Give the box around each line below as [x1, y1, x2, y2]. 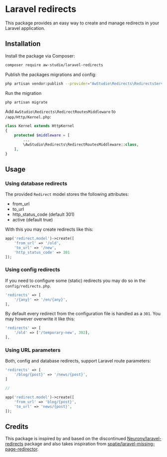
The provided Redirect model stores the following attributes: [5, 191, 129, 197]
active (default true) [12, 217, 53, 223]
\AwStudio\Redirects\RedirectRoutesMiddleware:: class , [23, 142, 139, 147]
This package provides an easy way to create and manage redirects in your [5, 20, 160, 26]
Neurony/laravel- [127, 436, 162, 442]
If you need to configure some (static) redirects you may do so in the [5, 277, 146, 283]
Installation [5, 40, 41, 48]
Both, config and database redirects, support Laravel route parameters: [5, 358, 151, 364]
